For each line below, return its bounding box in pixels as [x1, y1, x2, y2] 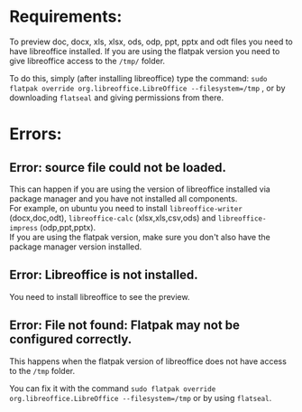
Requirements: [9, 6, 123, 27]
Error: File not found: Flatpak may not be [9, 318, 241, 333]
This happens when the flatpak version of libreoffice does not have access [9, 355, 287, 367]
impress [9, 223, 39, 232]
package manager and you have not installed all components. [9, 192, 238, 204]
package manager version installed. [9, 241, 142, 252]
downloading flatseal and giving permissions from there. [9, 92, 224, 103]
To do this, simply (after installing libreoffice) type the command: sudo [9, 72, 268, 83]
